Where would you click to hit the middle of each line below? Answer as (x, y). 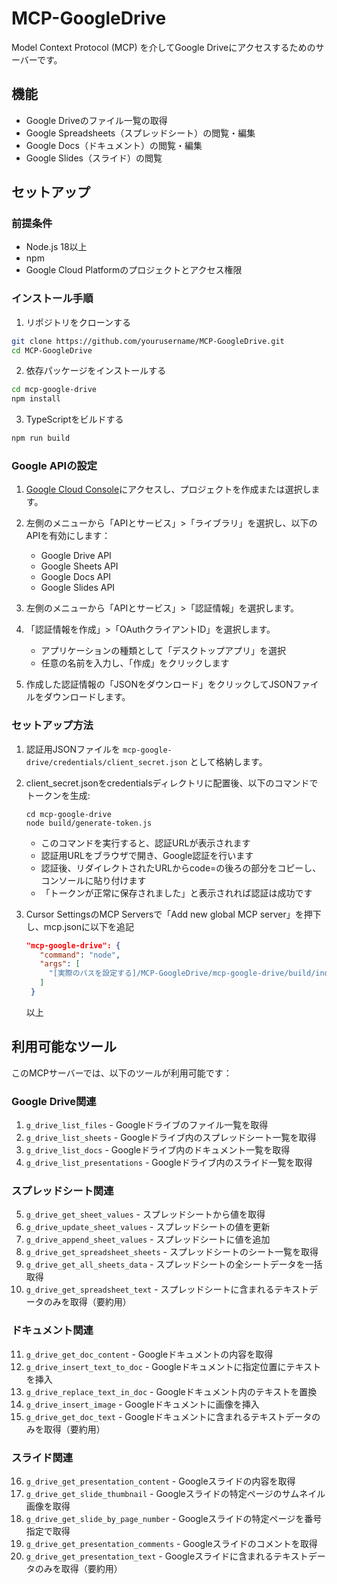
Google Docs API (76, 577)
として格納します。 (228, 761)
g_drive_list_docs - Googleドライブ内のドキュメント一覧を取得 (158, 1150)
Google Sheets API (79, 566)
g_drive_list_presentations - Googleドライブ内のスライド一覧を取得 (169, 1163)
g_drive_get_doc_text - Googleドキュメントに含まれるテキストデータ (169, 1416)
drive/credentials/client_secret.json (106, 762)
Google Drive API (76, 556)
